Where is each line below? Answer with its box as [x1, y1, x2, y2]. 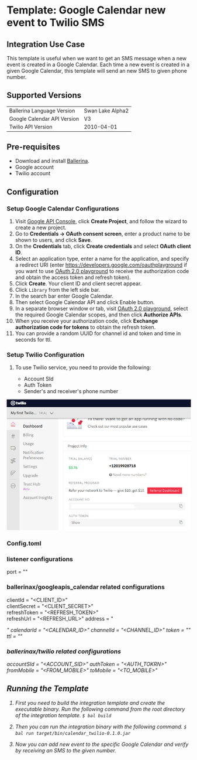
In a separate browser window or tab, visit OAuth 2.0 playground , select [15, 305, 188, 312]
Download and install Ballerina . [15, 158, 89, 165]
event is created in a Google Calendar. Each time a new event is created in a [6, 61, 190, 68]
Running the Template [6, 684, 89, 694]
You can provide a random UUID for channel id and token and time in [15, 330, 181, 337]
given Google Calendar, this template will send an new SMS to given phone [6, 67, 188, 74]
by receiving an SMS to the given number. [15, 747, 116, 754]
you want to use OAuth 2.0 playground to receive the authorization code [15, 268, 189, 275]
